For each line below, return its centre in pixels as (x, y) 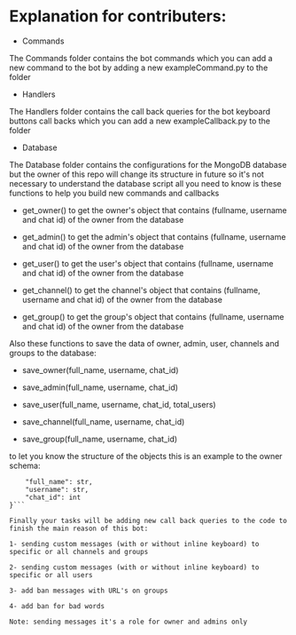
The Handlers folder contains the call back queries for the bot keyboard (140, 111)
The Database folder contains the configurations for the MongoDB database (148, 164)
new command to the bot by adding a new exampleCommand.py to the (139, 67)
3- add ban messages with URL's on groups (89, 591)
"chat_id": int (53, 497)
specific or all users (51, 575)
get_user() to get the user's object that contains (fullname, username (148, 263)
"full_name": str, (59, 481)
